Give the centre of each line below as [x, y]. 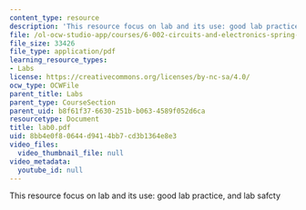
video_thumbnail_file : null [71, 153]
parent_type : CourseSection [63, 102]
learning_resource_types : [58, 60]
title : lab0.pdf [40, 128]
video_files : [34, 145]
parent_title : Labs [46, 94]
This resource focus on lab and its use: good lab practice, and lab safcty [145, 195]
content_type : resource [55, 18]
